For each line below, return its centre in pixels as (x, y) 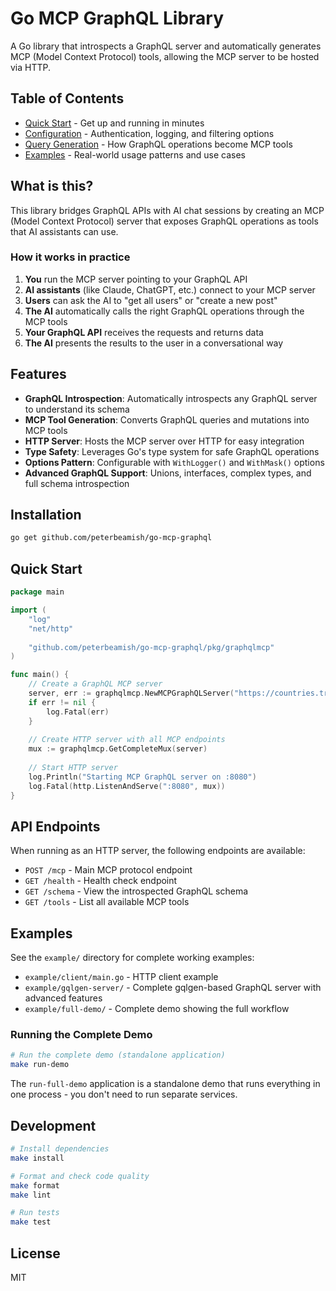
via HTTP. (31, 67)
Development (53, 1125)
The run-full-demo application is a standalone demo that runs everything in (165, 1084)
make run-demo (40, 1065)
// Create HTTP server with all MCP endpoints (127, 740)
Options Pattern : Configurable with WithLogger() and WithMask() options (174, 462)
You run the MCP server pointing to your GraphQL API (136, 279)
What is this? (52, 186)
